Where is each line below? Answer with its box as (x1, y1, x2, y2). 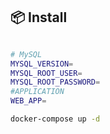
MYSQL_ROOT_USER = (10, 68, 83, 78)
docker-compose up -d (10, 114, 101, 124)
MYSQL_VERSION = (10, 59, 74, 69)
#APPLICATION (10, 87, 65, 97)
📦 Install (10, 9, 68, 26)
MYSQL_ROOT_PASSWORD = (10, 77, 101, 88)
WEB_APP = (10, 96, 47, 106)
